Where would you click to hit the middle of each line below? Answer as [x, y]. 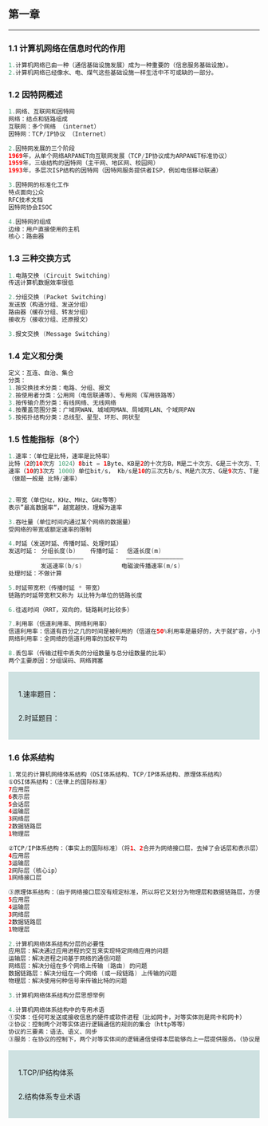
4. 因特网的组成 [30, 222]
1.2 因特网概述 [35, 94]
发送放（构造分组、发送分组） [50, 305]
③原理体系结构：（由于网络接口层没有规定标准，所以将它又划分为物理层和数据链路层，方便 [134, 892]
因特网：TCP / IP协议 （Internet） [59, 134]
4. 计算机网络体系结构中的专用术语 [57, 1009]
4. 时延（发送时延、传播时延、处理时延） [65, 544]
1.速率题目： [38, 693]
